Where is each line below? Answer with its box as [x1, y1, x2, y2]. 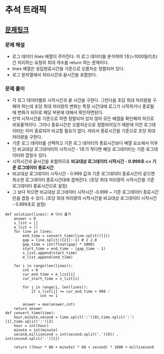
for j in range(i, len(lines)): [22, 285, 89, 290]
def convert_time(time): [5, 310, 56, 316]
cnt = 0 [22, 268, 38, 273]
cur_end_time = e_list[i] [22, 272, 76, 277]
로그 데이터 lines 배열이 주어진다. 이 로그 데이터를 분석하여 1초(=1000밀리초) [12, 53, 158, 59]
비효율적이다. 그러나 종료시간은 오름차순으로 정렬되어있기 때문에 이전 [12, 122, 143, 128]
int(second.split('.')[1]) [5, 336, 60, 341]
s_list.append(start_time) [22, 251, 78, 256]
